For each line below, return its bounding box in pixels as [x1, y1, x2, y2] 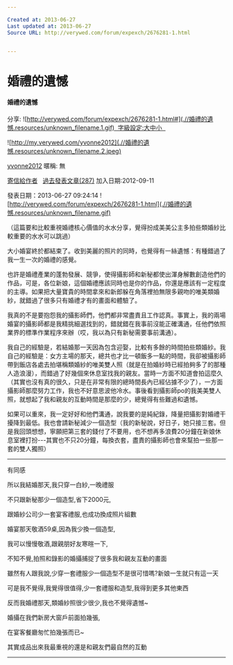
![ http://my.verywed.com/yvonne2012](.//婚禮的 [7, 138, 144, 146]
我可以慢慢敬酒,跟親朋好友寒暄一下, [7, 539, 109, 548]
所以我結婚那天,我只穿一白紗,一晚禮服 [7, 480, 114, 489]
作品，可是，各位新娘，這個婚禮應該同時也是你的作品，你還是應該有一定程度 [7, 278, 226, 287]
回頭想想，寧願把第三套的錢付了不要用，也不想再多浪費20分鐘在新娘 [19, 427, 216, 435]
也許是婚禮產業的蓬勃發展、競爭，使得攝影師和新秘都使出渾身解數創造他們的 [7, 270, 226, 278]
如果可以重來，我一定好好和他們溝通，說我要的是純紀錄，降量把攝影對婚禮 [7, 410, 220, 418]
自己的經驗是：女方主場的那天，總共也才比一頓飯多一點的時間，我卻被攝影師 [7, 351, 226, 360]
